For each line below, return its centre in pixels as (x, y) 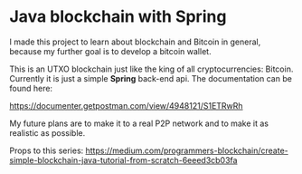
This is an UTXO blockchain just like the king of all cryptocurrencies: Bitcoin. (151, 69)
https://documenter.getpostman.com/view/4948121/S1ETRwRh (126, 105)
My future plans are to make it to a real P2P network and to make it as (139, 123)
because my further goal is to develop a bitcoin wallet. (110, 51)
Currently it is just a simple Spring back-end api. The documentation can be (151, 78)
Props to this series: (47, 150)
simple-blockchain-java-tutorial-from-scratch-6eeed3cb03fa (123, 159)
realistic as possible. (47, 132)
